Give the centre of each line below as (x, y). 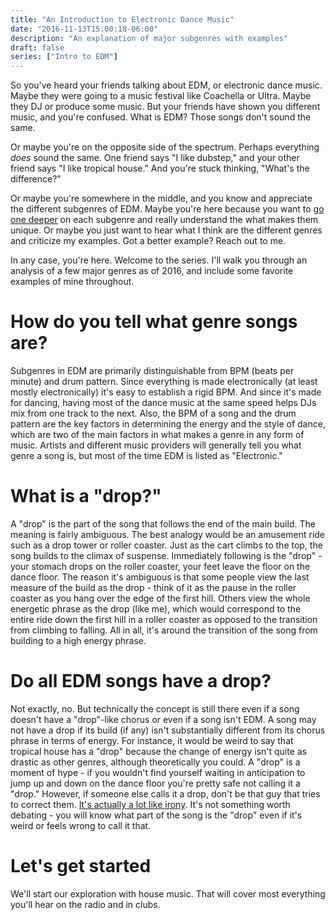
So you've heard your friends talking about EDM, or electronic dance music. (166, 85)
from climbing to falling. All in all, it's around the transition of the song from (164, 630)
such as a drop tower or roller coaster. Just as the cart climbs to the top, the (166, 545)
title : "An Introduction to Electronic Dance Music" (122, 19)
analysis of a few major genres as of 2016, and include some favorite (152, 271)
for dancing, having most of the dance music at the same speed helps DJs (163, 403)
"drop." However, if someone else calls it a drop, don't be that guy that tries (165, 793)
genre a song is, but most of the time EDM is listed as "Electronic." (146, 456)
